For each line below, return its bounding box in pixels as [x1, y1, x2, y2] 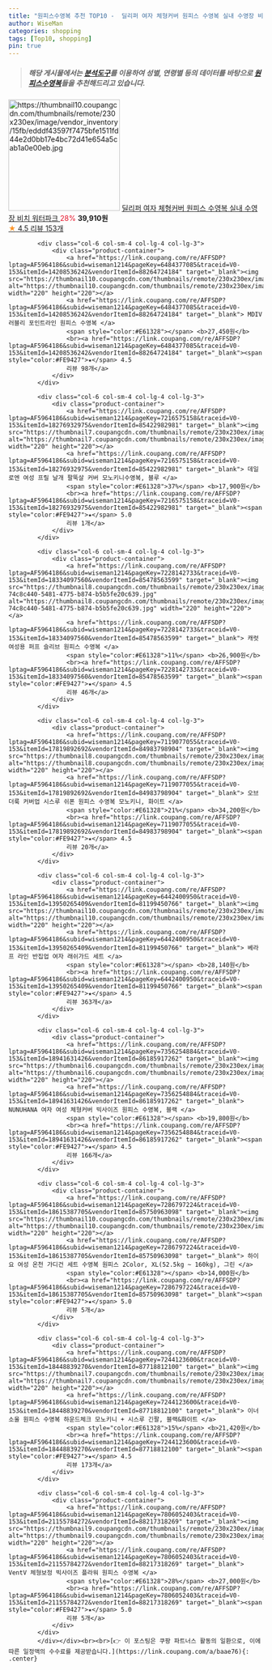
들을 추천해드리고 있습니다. [61, 78, 146, 87]
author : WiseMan [8, 19, 63, 28]
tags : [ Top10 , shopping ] [8, 34, 92, 43]
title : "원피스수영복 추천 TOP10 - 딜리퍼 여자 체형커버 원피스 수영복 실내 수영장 [8, 11, 255, 20]
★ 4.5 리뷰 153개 [8, 223, 64, 233]
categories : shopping [8, 27, 82, 35]
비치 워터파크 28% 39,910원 [16, 214, 108, 223]
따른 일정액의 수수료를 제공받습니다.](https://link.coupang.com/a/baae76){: [8, 1648, 249, 1656]
